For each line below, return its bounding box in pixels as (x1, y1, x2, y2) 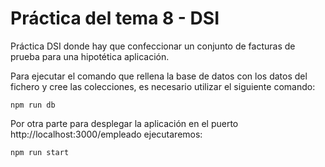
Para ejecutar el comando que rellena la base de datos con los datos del (10, 70, 308, 82)
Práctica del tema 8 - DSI (10, 7, 220, 30)
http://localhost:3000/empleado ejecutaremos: (10, 128, 203, 140)
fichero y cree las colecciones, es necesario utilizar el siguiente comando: (10, 80, 316, 92)
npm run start (10, 147, 70, 157)
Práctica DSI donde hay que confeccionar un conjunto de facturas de (10, 40, 296, 52)
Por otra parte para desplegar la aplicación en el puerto (10, 117, 239, 129)
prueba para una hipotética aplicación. (10, 50, 170, 62)
